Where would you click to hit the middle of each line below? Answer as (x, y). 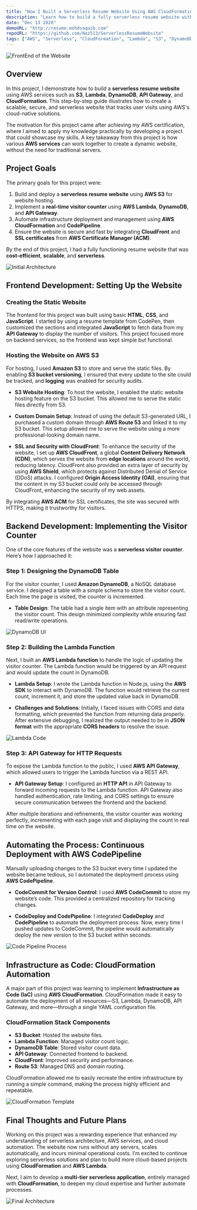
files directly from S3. (40, 405)
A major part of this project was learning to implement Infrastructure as (93, 988)
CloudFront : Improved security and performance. (74, 1060)
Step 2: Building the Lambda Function (61, 647)
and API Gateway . (37, 213)
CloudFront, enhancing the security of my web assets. (80, 490)
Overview (24, 74)
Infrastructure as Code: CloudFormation (81, 965)
